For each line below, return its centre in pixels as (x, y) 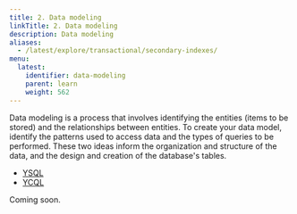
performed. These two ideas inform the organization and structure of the (143, 146)
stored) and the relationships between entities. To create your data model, (146, 127)
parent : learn (51, 84)
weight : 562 (47, 92)
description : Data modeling (62, 34)
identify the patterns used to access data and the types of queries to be (142, 136)
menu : (19, 59)
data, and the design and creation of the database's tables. (118, 155)
